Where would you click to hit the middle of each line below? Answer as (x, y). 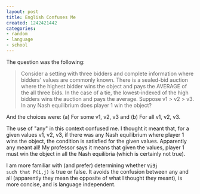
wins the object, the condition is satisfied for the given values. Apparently (96, 141)
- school (17, 45)
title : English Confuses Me (41, 17)
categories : (21, 28)
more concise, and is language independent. (61, 184)
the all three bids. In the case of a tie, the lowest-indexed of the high (105, 93)
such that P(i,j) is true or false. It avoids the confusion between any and (98, 171)
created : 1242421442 (32, 23)
